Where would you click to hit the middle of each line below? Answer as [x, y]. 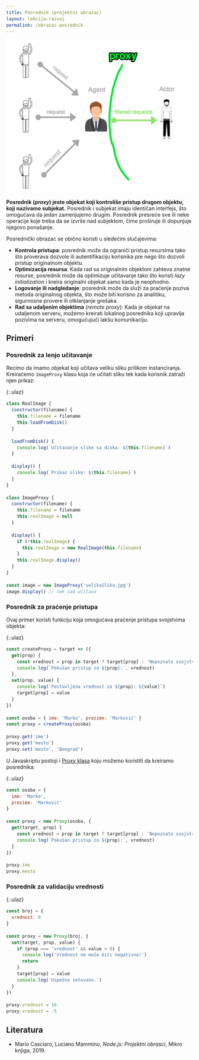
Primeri [20, 338]
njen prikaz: [20, 380]
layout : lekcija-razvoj [36, 19]
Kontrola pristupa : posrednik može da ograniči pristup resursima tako [100, 250]
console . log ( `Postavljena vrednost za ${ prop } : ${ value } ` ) [91, 687]
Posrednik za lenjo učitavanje [49, 355]
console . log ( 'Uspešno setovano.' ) [59, 980]
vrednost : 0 [26, 918]
